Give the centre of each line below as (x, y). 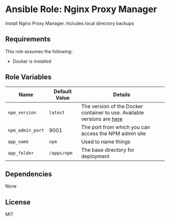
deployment (95, 156)
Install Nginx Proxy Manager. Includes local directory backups (70, 23)
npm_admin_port (26, 130)
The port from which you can (116, 127)
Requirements (28, 39)
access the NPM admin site (114, 134)
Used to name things (106, 142)
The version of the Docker (112, 106)
